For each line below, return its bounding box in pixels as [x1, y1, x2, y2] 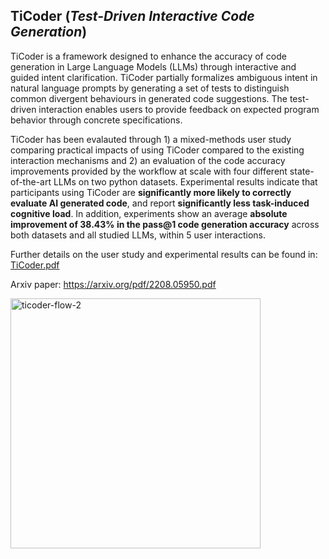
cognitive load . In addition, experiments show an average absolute [10, 207, 288, 219]
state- [289, 165, 315, 177]
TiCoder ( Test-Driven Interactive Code [10, 8, 255, 25]
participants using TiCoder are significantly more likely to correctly [10, 186, 292, 198]
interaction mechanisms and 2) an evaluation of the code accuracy [10, 154, 286, 166]
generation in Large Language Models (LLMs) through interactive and [10, 60, 297, 73]
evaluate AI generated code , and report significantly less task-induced [10, 197, 310, 209]
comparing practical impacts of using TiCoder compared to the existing [10, 144, 305, 156]
